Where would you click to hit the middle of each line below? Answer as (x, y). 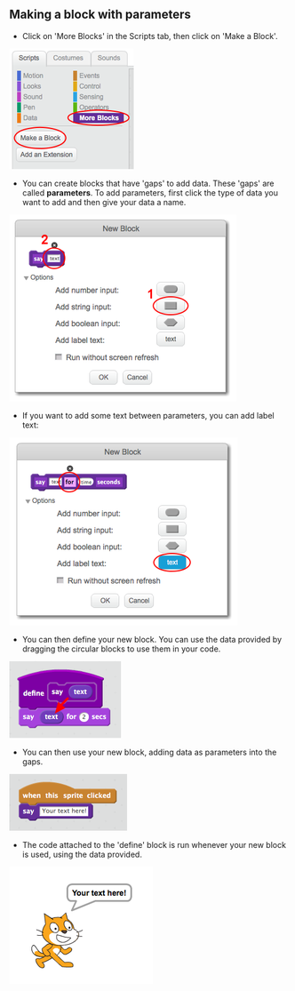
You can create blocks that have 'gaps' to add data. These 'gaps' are (148, 183)
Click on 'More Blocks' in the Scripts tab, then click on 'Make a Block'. (150, 36)
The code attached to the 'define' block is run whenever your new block (154, 844)
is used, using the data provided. (82, 854)
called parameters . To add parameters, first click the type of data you (150, 192)
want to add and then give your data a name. (104, 202)
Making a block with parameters (100, 15)
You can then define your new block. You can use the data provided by (152, 639)
